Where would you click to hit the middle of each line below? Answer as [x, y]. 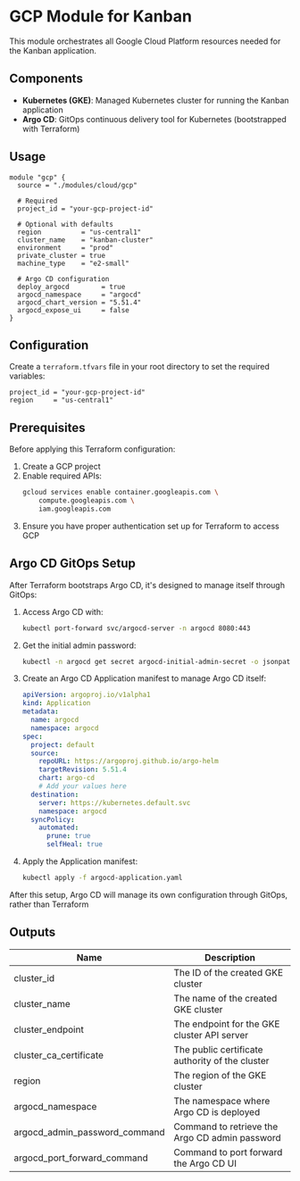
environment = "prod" [66, 247]
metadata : [41, 711]
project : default [63, 744]
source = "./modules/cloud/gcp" [78, 185]
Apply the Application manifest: [80, 861]
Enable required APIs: [62, 476]
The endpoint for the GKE [227, 1024]
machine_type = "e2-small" [73, 263]
